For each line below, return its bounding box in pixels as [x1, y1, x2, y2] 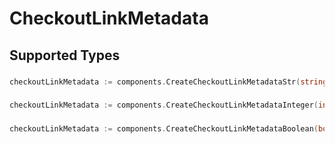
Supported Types [9, 47, 121, 64]
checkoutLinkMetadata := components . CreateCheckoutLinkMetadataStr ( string [9, 77, 328, 87]
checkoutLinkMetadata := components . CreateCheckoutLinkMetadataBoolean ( [9, 124, 319, 134]
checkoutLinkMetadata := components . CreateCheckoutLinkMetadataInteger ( [9, 100, 319, 111]
